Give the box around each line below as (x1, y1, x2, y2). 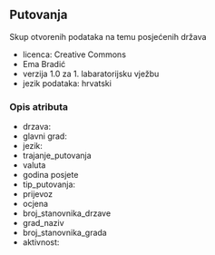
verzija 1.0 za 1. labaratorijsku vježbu (22, 68, 160, 79)
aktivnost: (22, 237, 60, 248)
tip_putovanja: (22, 179, 75, 190)
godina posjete (22, 170, 79, 181)
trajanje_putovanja (22, 150, 93, 162)
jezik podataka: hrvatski (22, 77, 112, 89)
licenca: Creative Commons (22, 49, 127, 60)
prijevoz (22, 189, 53, 200)
